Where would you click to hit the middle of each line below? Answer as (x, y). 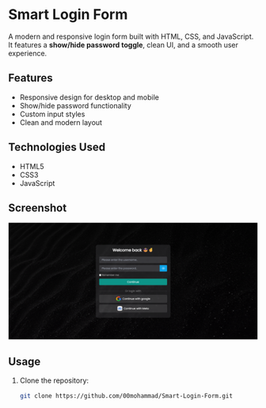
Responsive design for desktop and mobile (89, 97)
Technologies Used (57, 147)
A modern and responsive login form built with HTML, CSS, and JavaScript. (131, 36)
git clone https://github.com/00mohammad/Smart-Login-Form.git (126, 396)
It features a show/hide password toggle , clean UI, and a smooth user (123, 44)
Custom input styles (52, 114)
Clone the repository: (54, 380)
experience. (28, 53)
